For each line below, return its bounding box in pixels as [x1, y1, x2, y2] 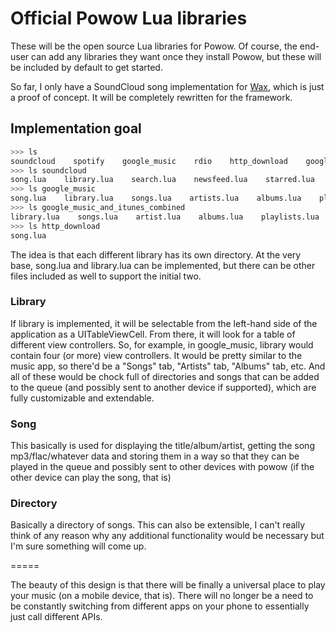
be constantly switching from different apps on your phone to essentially [10, 600, 310, 612]
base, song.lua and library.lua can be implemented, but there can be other [10, 259, 316, 271]
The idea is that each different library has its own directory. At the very [10, 248, 302, 261]
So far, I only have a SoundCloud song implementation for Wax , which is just [10, 80, 325, 92]
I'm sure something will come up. [10, 540, 147, 552]
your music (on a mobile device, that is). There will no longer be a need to [10, 590, 314, 602]
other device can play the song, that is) [10, 472, 172, 484]
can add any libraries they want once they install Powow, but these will [31, 50, 322, 62]
